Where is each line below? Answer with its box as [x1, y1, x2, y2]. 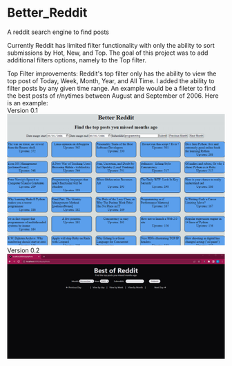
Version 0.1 [7, 106, 38, 114]
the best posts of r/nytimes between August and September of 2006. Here [7, 91, 219, 100]
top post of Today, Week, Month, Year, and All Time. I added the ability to [7, 76, 215, 85]
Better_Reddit [7, 5, 88, 21]
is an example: [7, 98, 48, 107]
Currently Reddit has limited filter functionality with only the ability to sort [7, 41, 215, 49]
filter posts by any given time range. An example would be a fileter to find [7, 84, 216, 92]
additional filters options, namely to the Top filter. [7, 55, 147, 64]
